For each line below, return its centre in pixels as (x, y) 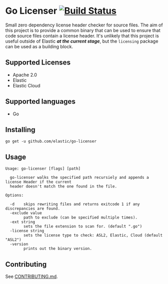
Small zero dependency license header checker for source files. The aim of (84, 25)
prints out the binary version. (58, 249)
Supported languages (40, 102)
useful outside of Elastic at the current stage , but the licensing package (82, 41)
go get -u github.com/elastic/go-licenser (51, 141)
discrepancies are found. (33, 209)
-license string (27, 231)
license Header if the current (38, 182)
